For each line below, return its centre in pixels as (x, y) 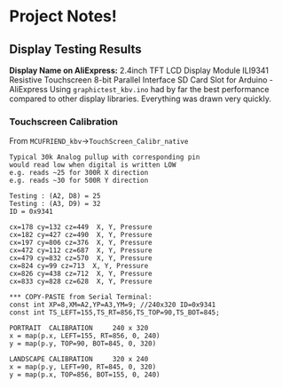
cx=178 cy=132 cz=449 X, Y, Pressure (81, 227)
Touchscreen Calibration (63, 122)
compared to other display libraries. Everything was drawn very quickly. (141, 99)
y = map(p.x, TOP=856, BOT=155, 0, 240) (85, 375)
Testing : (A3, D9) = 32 (55, 204)
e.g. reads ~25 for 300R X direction (79, 173)
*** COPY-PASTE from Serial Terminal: (81, 297)
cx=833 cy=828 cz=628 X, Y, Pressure (81, 281)
